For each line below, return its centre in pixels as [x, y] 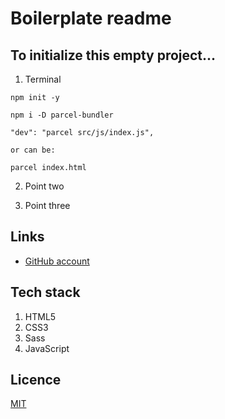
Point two [44, 186]
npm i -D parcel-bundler [62, 115]
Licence [36, 380]
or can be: [33, 150]
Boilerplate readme [91, 18]
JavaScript [47, 348]
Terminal [43, 79]
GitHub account [57, 261]
